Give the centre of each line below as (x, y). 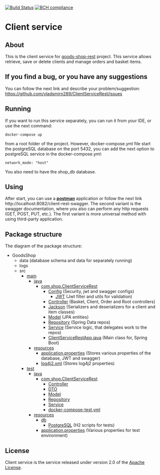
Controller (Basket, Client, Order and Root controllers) (102, 302)
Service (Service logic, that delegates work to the (98, 327)
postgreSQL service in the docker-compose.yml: (54, 154)
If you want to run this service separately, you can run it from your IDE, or (78, 121)
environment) (54, 435)
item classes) (62, 312)
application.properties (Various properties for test (90, 430)
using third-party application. (34, 219)
